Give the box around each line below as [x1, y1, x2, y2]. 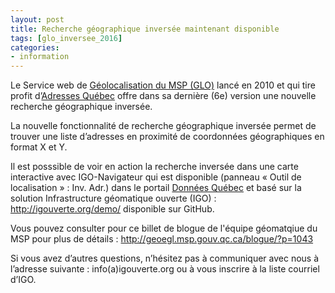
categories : [10, 42, 60, 53]
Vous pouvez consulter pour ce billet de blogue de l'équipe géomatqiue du [10, 222, 318, 235]
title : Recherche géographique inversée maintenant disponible [10, 24, 280, 34]
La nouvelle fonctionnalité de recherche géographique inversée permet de [10, 120, 317, 132]
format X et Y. [10, 141, 68, 153]
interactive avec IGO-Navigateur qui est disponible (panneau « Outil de [10, 171, 302, 183]
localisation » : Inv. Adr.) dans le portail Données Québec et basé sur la [10, 182, 302, 194]
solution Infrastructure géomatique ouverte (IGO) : [10, 192, 217, 205]
